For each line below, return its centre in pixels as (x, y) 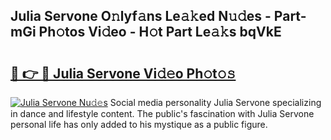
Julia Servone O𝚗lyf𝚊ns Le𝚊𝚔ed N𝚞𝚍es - (141, 16)
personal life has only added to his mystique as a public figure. (139, 124)
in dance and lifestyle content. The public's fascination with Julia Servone (162, 113)
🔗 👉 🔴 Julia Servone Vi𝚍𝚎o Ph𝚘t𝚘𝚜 (123, 73)
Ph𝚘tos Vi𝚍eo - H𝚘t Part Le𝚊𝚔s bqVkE (160, 32)
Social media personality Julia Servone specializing (215, 102)
